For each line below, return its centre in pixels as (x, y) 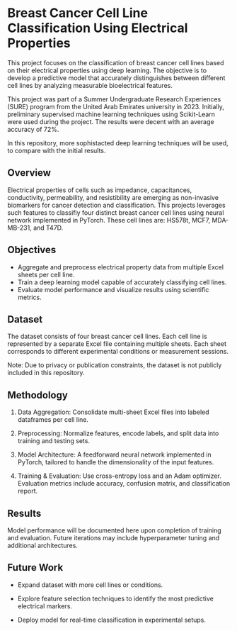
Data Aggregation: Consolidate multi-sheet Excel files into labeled (114, 412)
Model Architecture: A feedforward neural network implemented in (114, 454)
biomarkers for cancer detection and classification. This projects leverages (116, 205)
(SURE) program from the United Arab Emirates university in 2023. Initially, (116, 106)
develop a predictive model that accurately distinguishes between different (116, 78)
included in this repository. (46, 373)
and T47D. (48, 228)
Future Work (35, 568)
